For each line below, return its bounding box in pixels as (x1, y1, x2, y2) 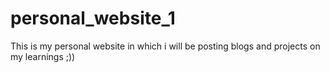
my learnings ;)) (10, 50, 76, 62)
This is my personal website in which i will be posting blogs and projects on (10, 40, 321, 52)
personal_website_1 (10, 7, 176, 30)
